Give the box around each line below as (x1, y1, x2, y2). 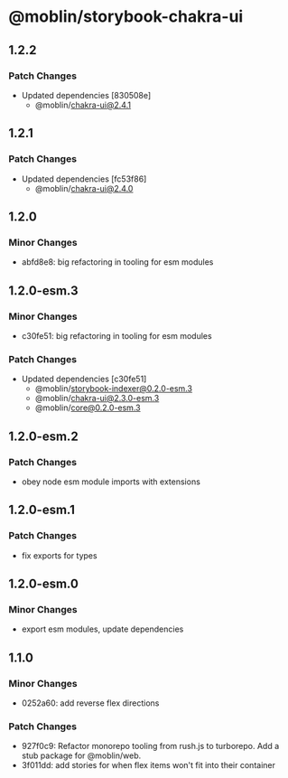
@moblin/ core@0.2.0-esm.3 (34, 402, 141, 413)
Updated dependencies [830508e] (21, 89, 152, 100)
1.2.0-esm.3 (8, 283, 79, 298)
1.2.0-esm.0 (8, 576, 79, 591)
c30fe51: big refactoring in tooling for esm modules (21, 330, 213, 341)
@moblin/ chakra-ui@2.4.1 (34, 99, 132, 110)
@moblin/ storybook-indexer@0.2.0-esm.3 (34, 383, 193, 394)
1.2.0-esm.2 (8, 428, 79, 444)
